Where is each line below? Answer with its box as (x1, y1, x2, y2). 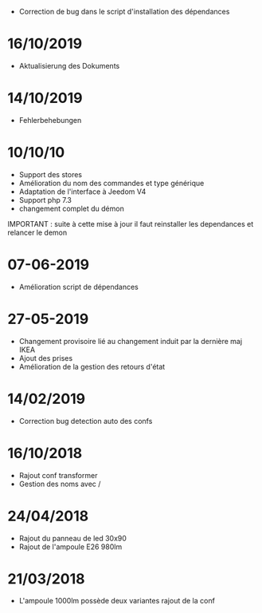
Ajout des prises (18, 353, 73, 362)
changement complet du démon (18, 204, 124, 213)
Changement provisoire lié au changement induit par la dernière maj (18, 336, 243, 346)
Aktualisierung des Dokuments (18, 61, 120, 70)
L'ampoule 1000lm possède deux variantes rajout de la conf (18, 596, 216, 606)
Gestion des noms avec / (18, 479, 101, 488)
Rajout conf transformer (18, 470, 98, 480)
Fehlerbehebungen (18, 115, 82, 125)
